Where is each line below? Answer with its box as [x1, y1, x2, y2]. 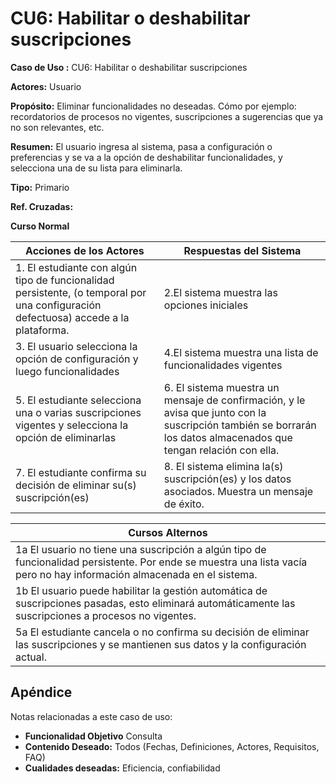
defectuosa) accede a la [15, 310, 130, 324]
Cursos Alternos [128, 525, 208, 539]
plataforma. [15, 323, 70, 337]
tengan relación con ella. [163, 443, 280, 457]
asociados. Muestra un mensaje [163, 484, 314, 498]
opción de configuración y [15, 352, 139, 366]
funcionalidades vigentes [163, 358, 283, 372]
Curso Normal [10, 220, 70, 232]
